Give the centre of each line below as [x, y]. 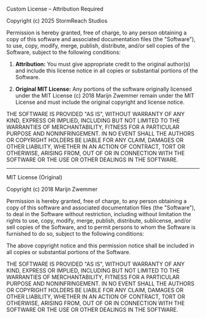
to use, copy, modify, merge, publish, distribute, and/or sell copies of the [98, 46]
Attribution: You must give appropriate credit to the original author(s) [103, 64]
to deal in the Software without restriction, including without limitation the [99, 214]
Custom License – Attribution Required [55, 9]
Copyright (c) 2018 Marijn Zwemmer [52, 189]
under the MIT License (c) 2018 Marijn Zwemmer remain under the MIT [105, 95]
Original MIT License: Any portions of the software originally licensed [103, 89]
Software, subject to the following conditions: [63, 52]
